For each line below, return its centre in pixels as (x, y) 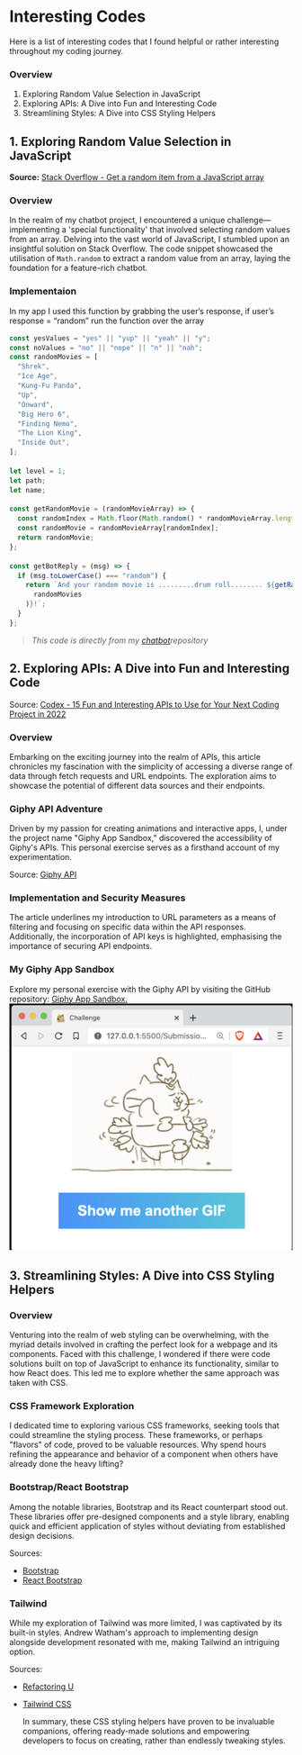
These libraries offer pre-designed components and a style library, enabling (150, 1516)
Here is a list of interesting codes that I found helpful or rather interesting (144, 41)
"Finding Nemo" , (48, 424)
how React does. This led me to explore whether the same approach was (145, 1373)
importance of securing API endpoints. (81, 946)
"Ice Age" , (38, 376)
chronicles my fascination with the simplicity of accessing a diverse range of (151, 766)
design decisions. (42, 1535)
